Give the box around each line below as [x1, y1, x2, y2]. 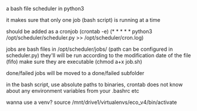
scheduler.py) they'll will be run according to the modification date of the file [6, 52, 191, 58]
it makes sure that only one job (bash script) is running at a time [6, 17, 161, 23]
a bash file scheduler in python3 [6, 5, 84, 12]
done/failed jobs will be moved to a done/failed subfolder [6, 70, 145, 76]
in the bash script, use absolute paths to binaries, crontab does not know [6, 81, 183, 88]
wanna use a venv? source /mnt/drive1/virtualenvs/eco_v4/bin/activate [6, 99, 178, 106]
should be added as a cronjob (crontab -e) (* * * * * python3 [6, 28, 153, 35]
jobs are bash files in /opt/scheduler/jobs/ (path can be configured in [6, 45, 173, 53]
